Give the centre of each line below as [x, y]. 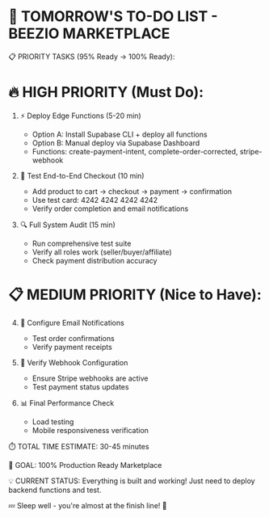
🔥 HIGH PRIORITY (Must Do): [106, 93]
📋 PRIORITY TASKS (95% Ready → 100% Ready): [92, 57]
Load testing [53, 421]
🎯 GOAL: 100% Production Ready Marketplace [85, 465]
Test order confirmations [73, 338]
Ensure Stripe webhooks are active [90, 378]
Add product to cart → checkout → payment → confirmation [132, 191]
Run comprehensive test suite [82, 243]
